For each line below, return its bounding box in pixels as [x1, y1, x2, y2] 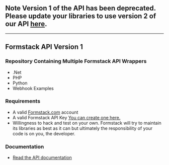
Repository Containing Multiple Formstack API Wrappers [5, 58, 147, 65]
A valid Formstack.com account [12, 109, 78, 115]
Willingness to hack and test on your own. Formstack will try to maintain [12, 120, 162, 126]
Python [12, 80, 28, 86]
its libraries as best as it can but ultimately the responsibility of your [12, 125, 153, 131]
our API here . [5, 20, 47, 28]
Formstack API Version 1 [5, 43, 83, 51]
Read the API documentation [12, 154, 72, 160]
